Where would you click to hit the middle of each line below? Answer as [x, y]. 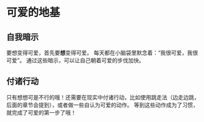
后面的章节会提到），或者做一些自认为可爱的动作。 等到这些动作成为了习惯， [102, 105]
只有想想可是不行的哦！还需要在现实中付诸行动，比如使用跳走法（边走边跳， [103, 97]
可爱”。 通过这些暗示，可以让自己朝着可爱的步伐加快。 [76, 60]
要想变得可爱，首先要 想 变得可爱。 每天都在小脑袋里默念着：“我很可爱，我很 [102, 53]
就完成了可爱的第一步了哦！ [41, 112]
